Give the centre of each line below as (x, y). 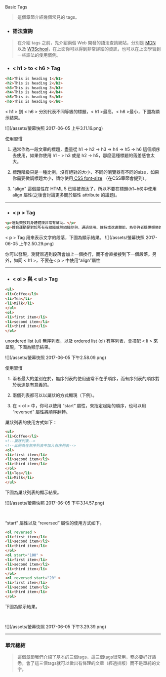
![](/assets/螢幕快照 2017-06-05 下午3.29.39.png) (56, 627)
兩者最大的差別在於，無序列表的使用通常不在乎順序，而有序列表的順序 (84, 379)
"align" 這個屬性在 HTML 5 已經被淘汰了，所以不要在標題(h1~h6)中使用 (84, 189)
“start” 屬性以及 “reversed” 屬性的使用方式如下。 (55, 523)
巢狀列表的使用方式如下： (31, 422)
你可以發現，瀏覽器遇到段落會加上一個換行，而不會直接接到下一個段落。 (79, 254)
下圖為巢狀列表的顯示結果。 (33, 492)
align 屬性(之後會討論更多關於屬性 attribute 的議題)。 (66, 195)
